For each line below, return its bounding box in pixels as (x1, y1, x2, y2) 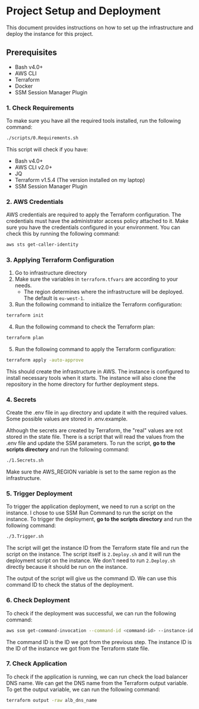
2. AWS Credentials (6, 197, 64, 206)
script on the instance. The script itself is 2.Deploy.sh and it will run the (6, 550, 181, 558)
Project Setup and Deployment (6, 4, 161, 18)
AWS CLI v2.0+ (14, 163, 52, 171)
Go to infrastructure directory (14, 270, 88, 277)
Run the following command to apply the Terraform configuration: (14, 346, 176, 353)
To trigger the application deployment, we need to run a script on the (6, 503, 176, 510)
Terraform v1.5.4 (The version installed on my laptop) (14, 176, 145, 183)
